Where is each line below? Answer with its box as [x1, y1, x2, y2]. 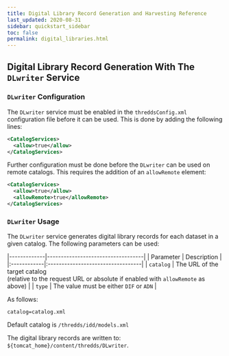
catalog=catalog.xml [7, 309, 67, 316]
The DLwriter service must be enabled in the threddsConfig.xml [7, 108, 187, 116]
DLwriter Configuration [7, 92, 86, 102]
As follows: [7, 296, 38, 304]
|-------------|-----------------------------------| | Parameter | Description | [7, 253, 222, 261]
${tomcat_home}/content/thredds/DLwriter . [7, 341, 129, 350]
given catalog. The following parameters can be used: [7, 239, 160, 248]
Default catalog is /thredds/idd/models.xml [7, 320, 129, 329]
